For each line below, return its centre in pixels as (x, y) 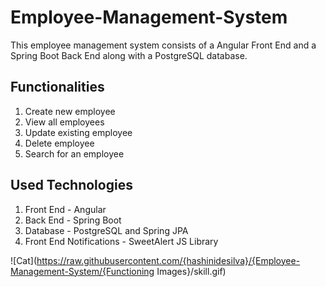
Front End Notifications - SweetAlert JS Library (121, 241)
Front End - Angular (65, 209)
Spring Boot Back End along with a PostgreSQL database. (129, 55)
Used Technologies (71, 185)
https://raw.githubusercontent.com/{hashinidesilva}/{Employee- (168, 260)
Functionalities (57, 87)
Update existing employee (78, 132)
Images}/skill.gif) (191, 271)
